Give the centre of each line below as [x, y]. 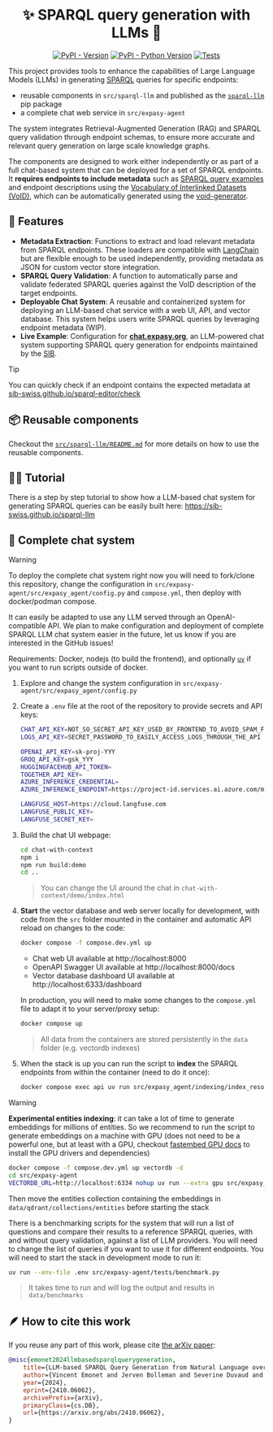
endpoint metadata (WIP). [63, 328]
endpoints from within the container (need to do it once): [115, 1072]
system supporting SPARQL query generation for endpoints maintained [139, 345]
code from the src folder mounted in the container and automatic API [136, 919]
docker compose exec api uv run [75, 1087]
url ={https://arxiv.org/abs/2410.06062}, [94, 1413]
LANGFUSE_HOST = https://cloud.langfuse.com [93, 805]
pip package [41, 104]
